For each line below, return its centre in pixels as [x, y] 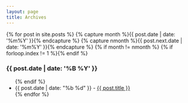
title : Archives [26, 17]
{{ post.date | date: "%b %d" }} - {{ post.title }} [72, 88]
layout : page [22, 12]
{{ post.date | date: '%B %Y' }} [52, 68]
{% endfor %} [32, 94]
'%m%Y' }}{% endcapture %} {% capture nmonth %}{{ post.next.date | [94, 40]
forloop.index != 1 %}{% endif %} [47, 53]
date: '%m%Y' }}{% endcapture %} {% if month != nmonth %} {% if [90, 47]
